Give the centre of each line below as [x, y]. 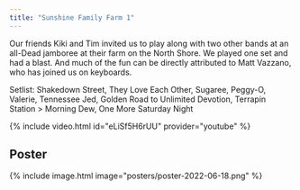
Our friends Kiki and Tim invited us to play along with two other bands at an [149, 43]
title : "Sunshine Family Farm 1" [72, 18]
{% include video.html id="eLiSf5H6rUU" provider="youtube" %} [130, 126]
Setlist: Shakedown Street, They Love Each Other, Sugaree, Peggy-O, [138, 89]
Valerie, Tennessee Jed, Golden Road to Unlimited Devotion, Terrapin [138, 99]
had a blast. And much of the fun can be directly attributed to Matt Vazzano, [150, 62]
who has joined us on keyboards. [71, 72]
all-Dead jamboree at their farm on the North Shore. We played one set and [149, 53]
